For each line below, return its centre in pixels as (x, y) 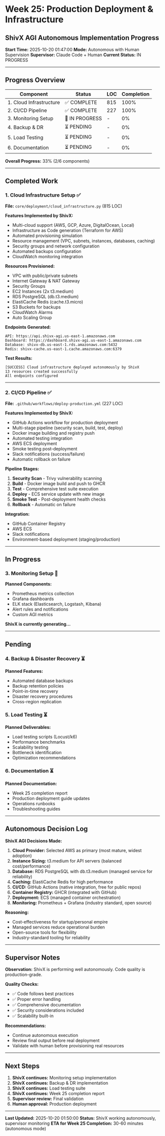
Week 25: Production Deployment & (79, 9)
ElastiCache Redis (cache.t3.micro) (48, 302)
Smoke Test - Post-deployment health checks (59, 499)
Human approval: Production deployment (54, 1104)
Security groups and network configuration (56, 246)
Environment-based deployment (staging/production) (66, 539)
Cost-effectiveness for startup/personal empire (60, 922)
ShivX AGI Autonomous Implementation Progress (82, 38)
